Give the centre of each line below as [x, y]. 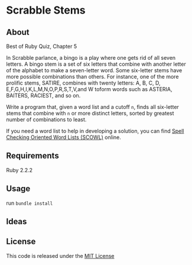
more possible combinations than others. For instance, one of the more [92, 77]
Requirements [32, 156]
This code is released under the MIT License [60, 256]
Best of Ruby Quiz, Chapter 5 [42, 46]
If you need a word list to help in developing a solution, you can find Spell [95, 131]
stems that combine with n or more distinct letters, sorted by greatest [90, 113]
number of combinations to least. [46, 119]
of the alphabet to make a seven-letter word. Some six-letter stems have [94, 70]
